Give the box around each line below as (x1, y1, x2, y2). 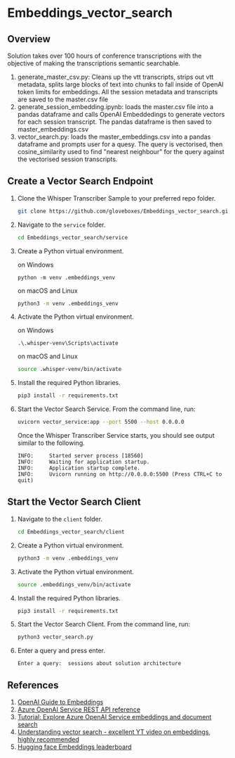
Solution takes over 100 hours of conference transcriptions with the (7, 51, 202, 60)
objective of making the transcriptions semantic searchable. (7, 59, 181, 68)
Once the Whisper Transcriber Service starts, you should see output (17, 431, 215, 440)
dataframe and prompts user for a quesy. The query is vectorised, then (17, 140, 223, 149)
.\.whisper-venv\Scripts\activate (17, 340, 119, 347)
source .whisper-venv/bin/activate (17, 366, 122, 373)
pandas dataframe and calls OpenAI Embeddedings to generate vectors (17, 110, 225, 118)
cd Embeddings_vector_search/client (17, 528, 125, 536)
